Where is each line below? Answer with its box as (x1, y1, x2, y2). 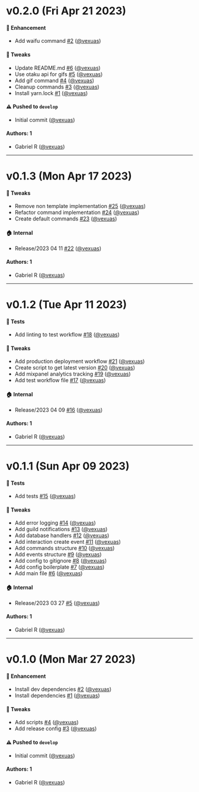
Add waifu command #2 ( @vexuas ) (14, 37, 101, 45)
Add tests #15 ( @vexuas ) (14, 493, 76, 500)
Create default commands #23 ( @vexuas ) (14, 215, 117, 222)
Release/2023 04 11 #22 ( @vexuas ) (14, 245, 102, 252)
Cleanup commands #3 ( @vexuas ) (14, 83, 99, 90)
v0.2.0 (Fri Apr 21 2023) (6, 4, 126, 18)
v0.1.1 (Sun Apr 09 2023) (6, 459, 130, 473)
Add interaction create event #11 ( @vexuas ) (14, 538, 121, 545)
